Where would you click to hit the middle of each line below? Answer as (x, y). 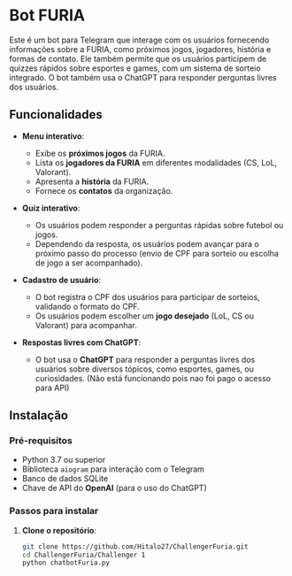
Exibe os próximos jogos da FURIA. (100, 153)
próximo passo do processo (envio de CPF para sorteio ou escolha (157, 253)
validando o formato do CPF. (87, 306)
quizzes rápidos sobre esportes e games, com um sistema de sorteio (135, 68)
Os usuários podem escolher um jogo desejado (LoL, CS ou (145, 316)
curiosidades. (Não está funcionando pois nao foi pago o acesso (153, 378)
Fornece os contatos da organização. (104, 190)
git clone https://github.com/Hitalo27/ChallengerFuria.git (135, 546)
